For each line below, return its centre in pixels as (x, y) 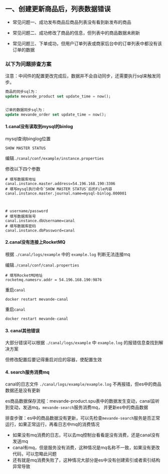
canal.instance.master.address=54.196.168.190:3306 (60, 183)
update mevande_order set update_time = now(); (56, 115)
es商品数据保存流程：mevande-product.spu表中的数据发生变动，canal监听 (82, 401)
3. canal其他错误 (23, 330)
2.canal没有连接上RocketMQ (35, 242)
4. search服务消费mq (27, 372)
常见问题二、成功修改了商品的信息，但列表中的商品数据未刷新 (76, 33)
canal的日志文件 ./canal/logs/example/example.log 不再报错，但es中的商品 (83, 384)
